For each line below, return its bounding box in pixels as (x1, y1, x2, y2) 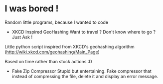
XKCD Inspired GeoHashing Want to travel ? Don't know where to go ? (11, 29, 156, 35)
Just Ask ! (11, 34, 33, 40)
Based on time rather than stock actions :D (4, 58, 93, 64)
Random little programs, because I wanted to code (4, 19, 108, 25)
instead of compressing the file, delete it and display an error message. (11, 73, 159, 79)
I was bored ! (4, 3, 59, 14)
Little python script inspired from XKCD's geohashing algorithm (4, 43, 135, 49)
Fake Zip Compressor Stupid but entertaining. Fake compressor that (11, 68, 152, 74)
